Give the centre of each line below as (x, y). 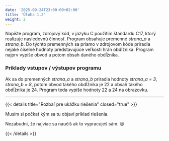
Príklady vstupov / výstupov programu (53, 68)
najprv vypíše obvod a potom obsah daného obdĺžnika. (62, 55)
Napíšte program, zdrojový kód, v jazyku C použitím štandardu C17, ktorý (80, 34)
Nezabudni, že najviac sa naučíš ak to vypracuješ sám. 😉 (65, 123)
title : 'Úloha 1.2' (26, 15)
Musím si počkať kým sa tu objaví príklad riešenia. (57, 114)
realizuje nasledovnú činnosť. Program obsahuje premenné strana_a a (78, 39)
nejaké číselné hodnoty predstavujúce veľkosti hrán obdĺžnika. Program (79, 50)
